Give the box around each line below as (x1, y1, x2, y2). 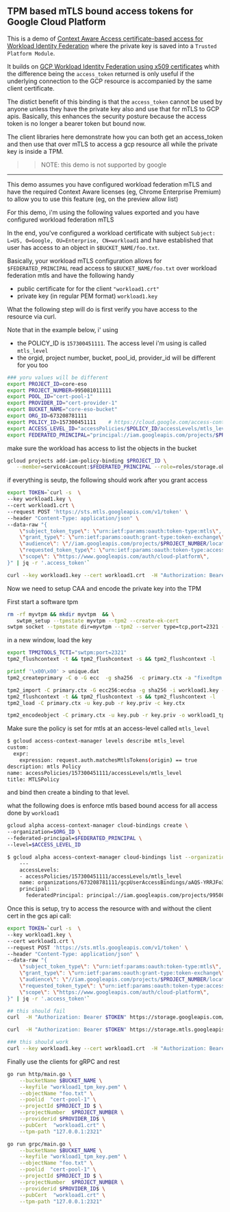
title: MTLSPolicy (7, 776, 60, 783)
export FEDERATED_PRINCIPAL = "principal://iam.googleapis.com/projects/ (7, 432, 216, 439)
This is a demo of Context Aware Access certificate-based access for (7, 34, 203, 43)
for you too (16, 360, 49, 369)
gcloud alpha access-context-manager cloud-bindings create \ (7, 822, 188, 829)
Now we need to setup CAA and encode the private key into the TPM (7, 584, 202, 592)
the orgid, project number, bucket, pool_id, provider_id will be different (16, 353, 216, 362)
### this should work (7, 1039, 69, 1046)
